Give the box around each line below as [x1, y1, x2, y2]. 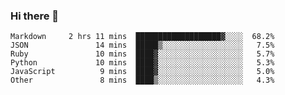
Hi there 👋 [10, 9, 60, 23]
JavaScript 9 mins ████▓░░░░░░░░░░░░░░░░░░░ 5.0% [10, 67, 275, 77]
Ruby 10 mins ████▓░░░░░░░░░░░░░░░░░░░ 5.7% [10, 49, 275, 59]
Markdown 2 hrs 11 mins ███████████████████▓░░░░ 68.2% [10, 32, 275, 42]
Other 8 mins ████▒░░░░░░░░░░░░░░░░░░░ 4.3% [10, 75, 275, 86]
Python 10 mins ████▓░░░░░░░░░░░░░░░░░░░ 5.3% [10, 58, 275, 68]
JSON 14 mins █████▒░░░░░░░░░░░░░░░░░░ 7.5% [10, 40, 275, 51]
